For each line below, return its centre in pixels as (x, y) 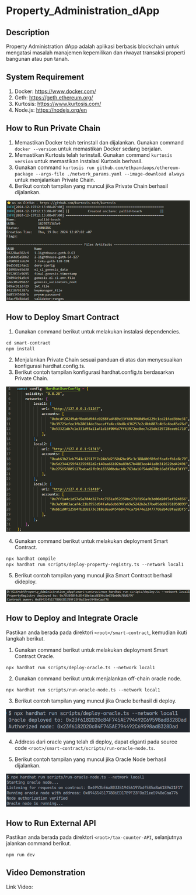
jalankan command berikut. (39, 844)
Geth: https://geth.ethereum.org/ (54, 97)
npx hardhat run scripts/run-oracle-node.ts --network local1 (83, 690)
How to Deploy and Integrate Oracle (72, 618)
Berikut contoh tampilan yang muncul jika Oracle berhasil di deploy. (95, 701)
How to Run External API (51, 823)
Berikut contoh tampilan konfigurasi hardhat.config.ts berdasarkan (94, 372)
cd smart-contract (28, 343)
